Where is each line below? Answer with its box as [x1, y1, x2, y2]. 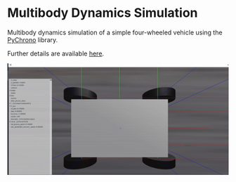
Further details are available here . [7, 49, 104, 58]
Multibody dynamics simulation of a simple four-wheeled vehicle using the [7, 28, 223, 37]
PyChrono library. [7, 35, 58, 44]
